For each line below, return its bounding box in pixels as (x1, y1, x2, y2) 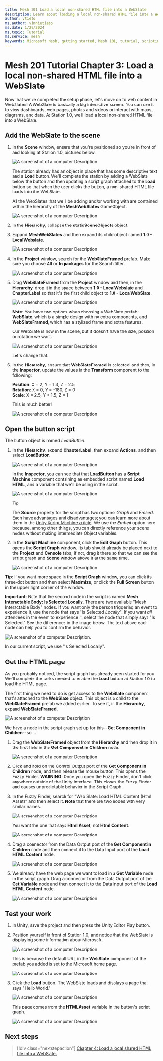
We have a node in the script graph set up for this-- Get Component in (5, 725, 146, 731)
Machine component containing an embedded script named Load (12, 476, 144, 482)
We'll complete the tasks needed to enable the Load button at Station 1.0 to (5, 676, 155, 682)
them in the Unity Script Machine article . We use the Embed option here (12, 520, 156, 526)
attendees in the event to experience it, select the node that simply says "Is (5, 614, 155, 620)
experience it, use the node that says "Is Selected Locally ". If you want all (5, 609, 152, 615)
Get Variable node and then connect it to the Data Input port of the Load (12, 881, 157, 887)
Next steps (5, 1032, 39, 1041)
